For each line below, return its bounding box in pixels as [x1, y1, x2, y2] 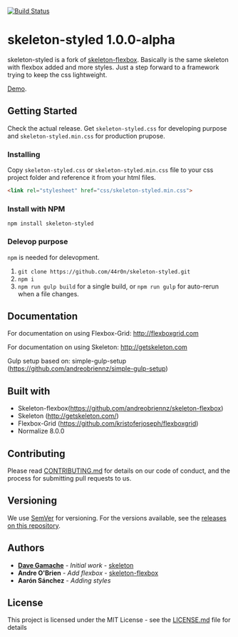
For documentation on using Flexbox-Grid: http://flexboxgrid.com [7, 329, 199, 338]
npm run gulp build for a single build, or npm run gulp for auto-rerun [17, 282, 219, 291]
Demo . [7, 84, 27, 93]
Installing [7, 149, 41, 159]
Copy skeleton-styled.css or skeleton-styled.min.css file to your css [7, 166, 214, 174]
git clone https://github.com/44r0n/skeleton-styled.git [17, 268, 191, 275]
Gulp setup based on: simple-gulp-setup [7, 357, 127, 366]
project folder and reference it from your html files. [7, 174, 157, 182]
